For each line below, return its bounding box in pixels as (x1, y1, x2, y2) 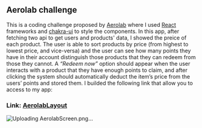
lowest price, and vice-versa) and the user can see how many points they (6, 47, 191, 54)
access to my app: (6, 85, 53, 93)
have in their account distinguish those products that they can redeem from (6, 53, 197, 60)
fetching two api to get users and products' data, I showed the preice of (6, 34, 187, 41)
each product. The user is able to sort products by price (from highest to (6, 40, 189, 48)
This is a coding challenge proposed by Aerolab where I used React (6, 21, 176, 28)
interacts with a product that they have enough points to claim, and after (6, 66, 188, 74)
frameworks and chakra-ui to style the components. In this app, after (6, 27, 179, 35)
